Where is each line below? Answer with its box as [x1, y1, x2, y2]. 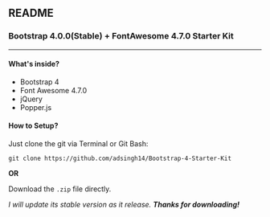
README [8, 6, 54, 20]
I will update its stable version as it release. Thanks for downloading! [8, 200, 239, 210]
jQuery [19, 94, 43, 104]
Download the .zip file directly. [8, 184, 112, 194]
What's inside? [8, 59, 60, 69]
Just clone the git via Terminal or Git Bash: [8, 139, 149, 149]
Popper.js [19, 102, 52, 112]
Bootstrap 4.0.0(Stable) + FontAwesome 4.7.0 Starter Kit [8, 31, 235, 42]
